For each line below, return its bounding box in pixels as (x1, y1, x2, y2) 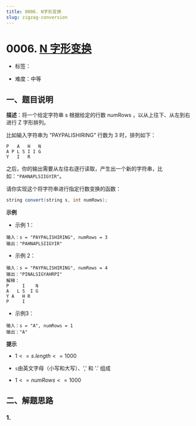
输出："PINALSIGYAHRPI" (6, 271, 63, 277)
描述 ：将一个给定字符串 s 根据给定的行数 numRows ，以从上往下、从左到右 (6, 112, 191, 119)
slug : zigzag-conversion (6, 14, 68, 20)
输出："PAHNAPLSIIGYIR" (6, 241, 63, 247)
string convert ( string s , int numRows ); (6, 197, 108, 203)
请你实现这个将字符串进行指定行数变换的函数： (6, 186, 121, 193)
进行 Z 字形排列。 (6, 119, 49, 126)
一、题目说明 (6, 94, 54, 104)
